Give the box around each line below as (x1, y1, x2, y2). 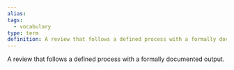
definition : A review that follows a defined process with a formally (7, 36, 217, 43)
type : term (7, 29, 39, 37)
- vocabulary (13, 23, 52, 30)
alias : (7, 10, 26, 17)
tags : (7, 17, 23, 24)
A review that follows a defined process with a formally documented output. (7, 55, 225, 63)
